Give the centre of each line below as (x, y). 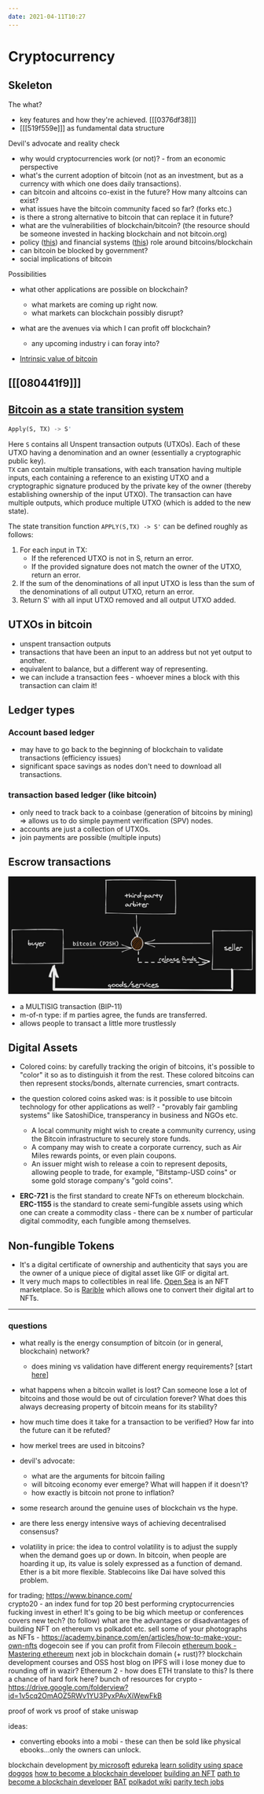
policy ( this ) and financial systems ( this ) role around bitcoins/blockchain (136, 242)
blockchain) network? (55, 1351)
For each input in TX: (53, 550)
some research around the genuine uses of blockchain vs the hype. (128, 1508)
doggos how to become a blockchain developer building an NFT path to (124, 1774)
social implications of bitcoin (66, 259)
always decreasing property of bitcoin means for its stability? (118, 1407)
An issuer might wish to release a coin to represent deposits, (129, 1164)
